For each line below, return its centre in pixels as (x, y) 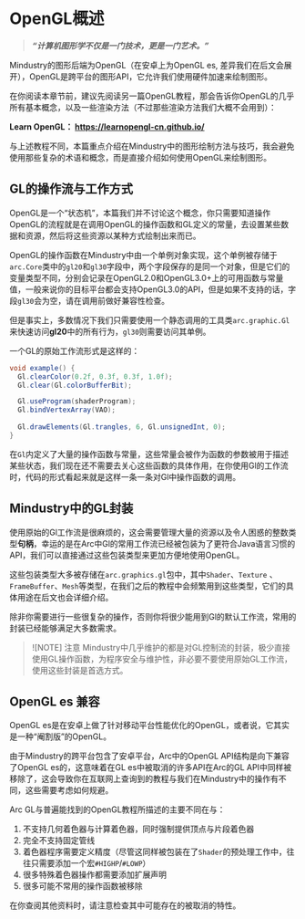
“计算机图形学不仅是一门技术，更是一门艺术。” (120, 46)
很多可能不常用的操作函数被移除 (82, 886)
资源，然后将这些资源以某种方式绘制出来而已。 (113, 235)
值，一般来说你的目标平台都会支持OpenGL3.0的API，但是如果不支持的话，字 (153, 289)
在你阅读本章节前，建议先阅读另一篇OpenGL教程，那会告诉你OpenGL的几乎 (152, 96)
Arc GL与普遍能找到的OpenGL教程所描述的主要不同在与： (117, 809)
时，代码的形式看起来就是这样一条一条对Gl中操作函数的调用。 (125, 476)
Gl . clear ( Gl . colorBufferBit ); (75, 385)
